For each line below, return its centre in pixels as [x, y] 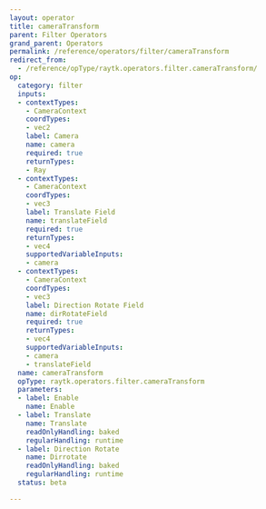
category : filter [50, 85]
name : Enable [50, 407]
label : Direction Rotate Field [85, 305]
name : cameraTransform [60, 373]
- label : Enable [48, 398]
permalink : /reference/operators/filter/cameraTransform [119, 52]
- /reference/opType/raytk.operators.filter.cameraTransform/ [138, 69]
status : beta [42, 483]
